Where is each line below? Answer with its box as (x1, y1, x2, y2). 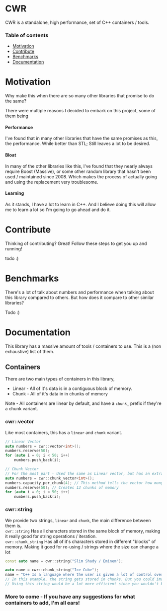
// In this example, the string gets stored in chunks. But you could (5, 577, 155, 582)
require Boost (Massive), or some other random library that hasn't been (5, 168, 151, 174)
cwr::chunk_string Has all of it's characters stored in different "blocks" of (5, 538, 156, 544)
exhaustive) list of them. (5, 348, 55, 354)
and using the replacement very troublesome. (5, 179, 98, 185)
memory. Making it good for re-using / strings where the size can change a (5, 543, 159, 549)
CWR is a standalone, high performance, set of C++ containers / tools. (5, 19, 150, 25)
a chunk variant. (5, 406, 38, 412)
